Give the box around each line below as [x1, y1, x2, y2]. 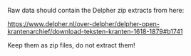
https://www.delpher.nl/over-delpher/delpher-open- [7, 20, 160, 28]
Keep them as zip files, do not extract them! [7, 41, 135, 49]
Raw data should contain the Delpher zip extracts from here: [7, 6, 185, 14]
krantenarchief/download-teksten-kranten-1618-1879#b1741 [7, 28, 183, 35]
